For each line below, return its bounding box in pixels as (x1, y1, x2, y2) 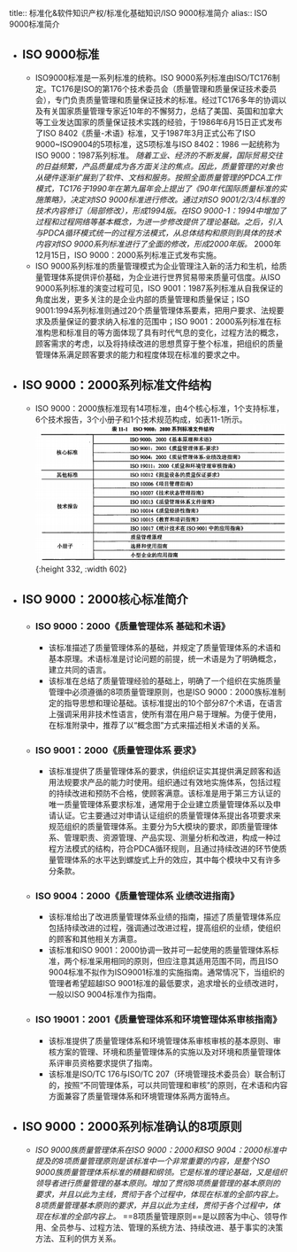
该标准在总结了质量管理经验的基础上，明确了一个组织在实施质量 (48, 675, 281, 686)
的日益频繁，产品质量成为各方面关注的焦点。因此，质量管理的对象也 (34, 160, 284, 171)
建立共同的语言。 (48, 664, 111, 675)
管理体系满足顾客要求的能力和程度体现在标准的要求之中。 (34, 349, 245, 360)
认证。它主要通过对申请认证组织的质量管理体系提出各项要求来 (56, 810, 281, 821)
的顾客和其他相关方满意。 (48, 934, 142, 945)
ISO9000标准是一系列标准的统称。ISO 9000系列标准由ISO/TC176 (34, 72, 272, 82)
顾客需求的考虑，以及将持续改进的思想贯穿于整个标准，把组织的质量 (34, 338, 284, 348)
